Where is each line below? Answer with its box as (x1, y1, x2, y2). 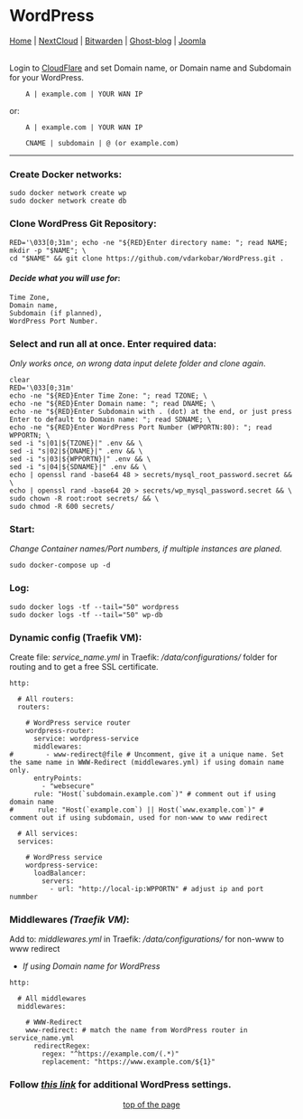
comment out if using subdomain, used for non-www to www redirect (9, 813, 269, 823)
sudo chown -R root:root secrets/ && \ (9, 494, 160, 503)
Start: (9, 522, 35, 535)
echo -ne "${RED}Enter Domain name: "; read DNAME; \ (9, 400, 216, 409)
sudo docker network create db (9, 196, 127, 206)
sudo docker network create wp (9, 189, 127, 198)
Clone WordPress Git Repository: (9, 218, 157, 230)
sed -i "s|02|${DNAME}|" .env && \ (9, 447, 143, 456)
